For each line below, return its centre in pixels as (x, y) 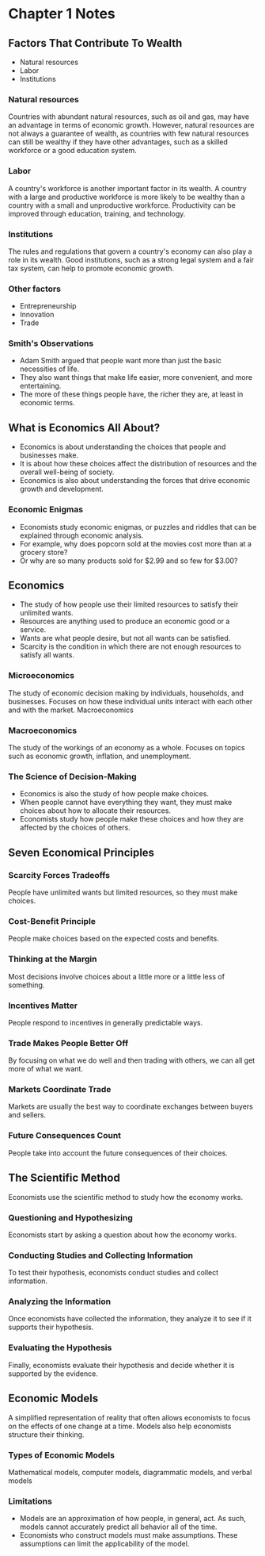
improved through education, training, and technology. (97, 213)
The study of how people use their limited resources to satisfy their (129, 604)
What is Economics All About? (84, 428)
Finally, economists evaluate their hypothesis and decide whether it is (121, 1365)
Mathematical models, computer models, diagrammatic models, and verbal (130, 1472)
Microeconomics (42, 676)
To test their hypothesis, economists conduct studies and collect (114, 1273)
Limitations (30, 1501)
